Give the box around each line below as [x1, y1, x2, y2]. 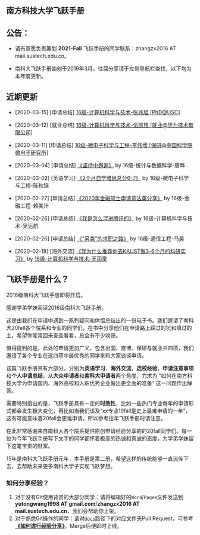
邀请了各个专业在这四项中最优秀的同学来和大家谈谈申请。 [6, 351, 147, 359]
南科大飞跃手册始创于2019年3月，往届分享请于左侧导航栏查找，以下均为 [14, 65, 192, 72]
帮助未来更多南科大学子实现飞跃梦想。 [21, 462, 116, 469]
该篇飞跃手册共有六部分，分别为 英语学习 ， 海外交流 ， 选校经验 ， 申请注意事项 [6, 364, 194, 372]
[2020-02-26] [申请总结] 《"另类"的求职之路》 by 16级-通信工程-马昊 [14, 235, 185, 242]
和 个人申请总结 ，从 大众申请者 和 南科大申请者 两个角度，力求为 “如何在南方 [6, 372, 187, 379]
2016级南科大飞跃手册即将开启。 [6, 291, 86, 298]
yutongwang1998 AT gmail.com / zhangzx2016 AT [14, 500, 140, 508]
